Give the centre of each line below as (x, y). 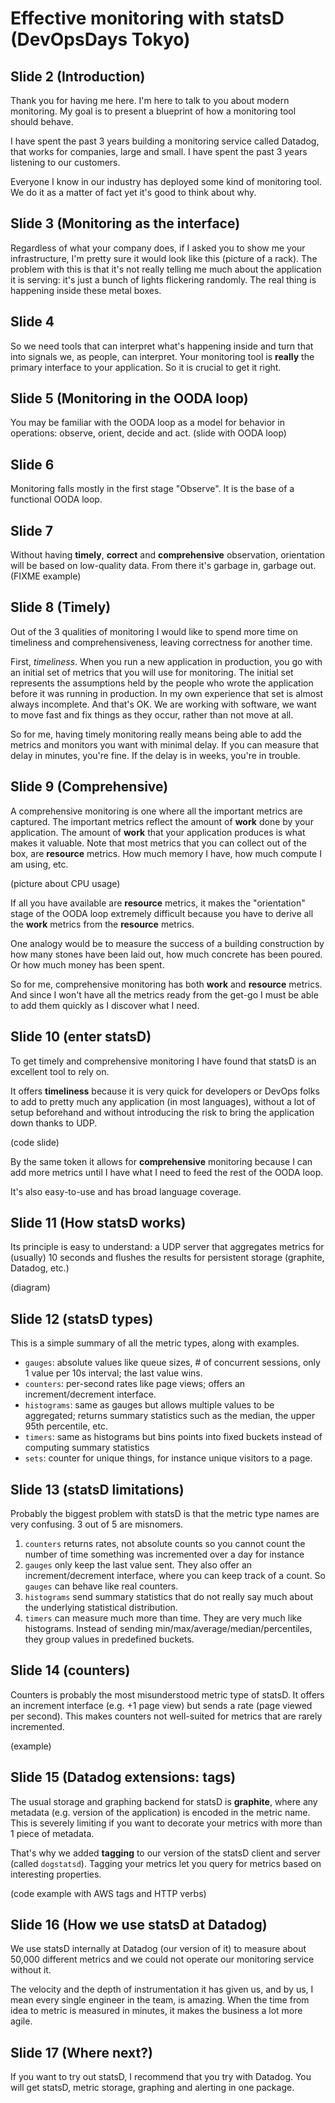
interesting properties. (56, 1874)
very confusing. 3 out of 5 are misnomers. (97, 1524)
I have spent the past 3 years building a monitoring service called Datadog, (165, 141)
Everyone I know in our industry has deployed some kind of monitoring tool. (166, 181)
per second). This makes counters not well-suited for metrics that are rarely (166, 1716)
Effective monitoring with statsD (147, 18)
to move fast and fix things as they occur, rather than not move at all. (152, 714)
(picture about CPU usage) (65, 883)
